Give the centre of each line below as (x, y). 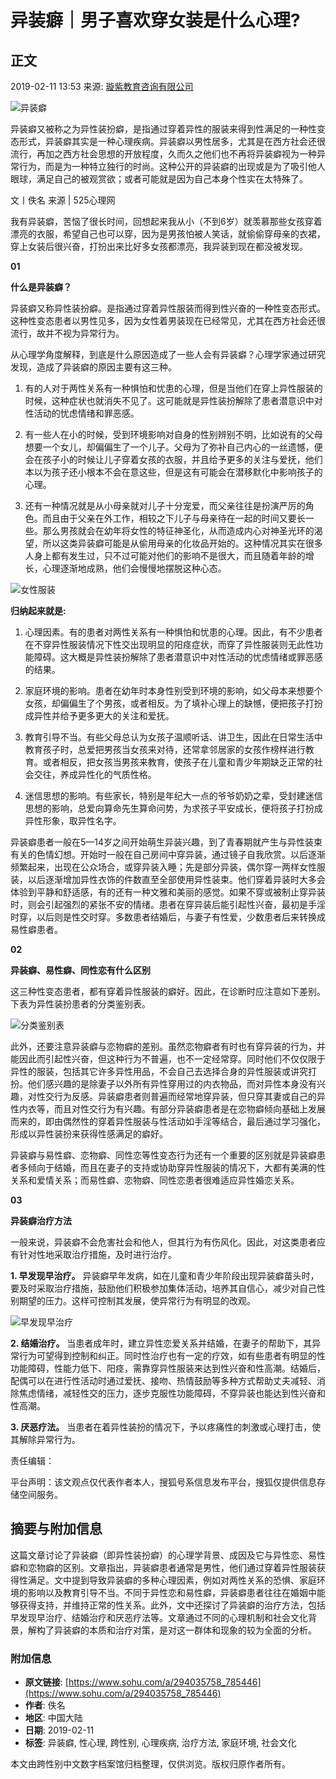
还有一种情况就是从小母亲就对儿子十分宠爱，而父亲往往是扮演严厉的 (165, 505)
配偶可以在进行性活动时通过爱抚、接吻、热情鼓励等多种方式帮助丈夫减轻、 (163, 1380)
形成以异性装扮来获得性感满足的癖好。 (89, 1134)
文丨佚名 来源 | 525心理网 (63, 200)
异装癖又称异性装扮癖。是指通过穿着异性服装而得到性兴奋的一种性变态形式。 (168, 308)
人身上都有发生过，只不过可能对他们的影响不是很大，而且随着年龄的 (165, 555)
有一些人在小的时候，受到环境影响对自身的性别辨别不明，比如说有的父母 (173, 434)
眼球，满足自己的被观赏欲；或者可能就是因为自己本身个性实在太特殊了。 (159, 179)
